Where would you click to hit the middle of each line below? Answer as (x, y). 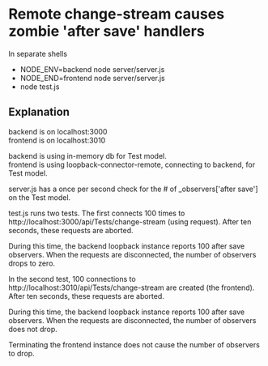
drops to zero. (32, 263)
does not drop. (33, 329)
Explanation (39, 112)
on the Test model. (40, 197)
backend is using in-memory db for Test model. (88, 155)
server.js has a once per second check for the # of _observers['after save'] (133, 189)
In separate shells (38, 53)
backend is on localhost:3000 (58, 131)
